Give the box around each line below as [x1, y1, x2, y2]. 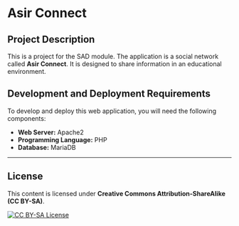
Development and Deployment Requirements [7, 87, 211, 100]
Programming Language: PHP [17, 135, 108, 144]
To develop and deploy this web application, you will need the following [7, 107, 217, 115]
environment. [7, 68, 46, 75]
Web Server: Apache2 [17, 128, 84, 136]
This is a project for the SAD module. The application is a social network [7, 52, 219, 60]
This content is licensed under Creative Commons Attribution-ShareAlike [7, 189, 226, 198]
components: [7, 114, 46, 122]
